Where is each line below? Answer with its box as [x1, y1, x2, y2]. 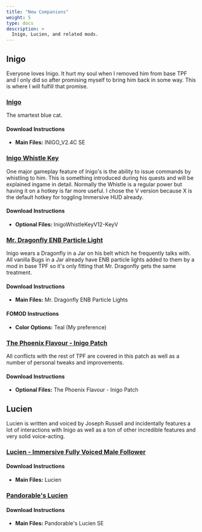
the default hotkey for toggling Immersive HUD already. [6, 193, 144, 200]
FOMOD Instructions [6, 310, 59, 318]
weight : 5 [6, 15, 31, 21]
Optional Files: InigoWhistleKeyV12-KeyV [15, 220, 119, 228]
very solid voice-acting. [6, 432, 65, 439]
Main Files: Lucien [15, 476, 62, 484]
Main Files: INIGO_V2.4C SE [15, 139, 86, 146]
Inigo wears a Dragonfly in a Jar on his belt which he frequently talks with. [6, 249, 191, 257]
